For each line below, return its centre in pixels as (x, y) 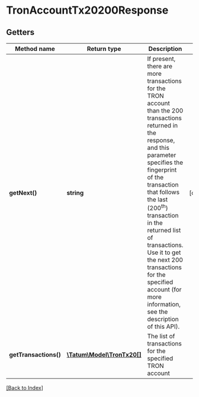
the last (157, 199)
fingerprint (162, 170)
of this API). (163, 326)
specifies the (165, 162)
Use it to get (164, 252)
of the (155, 177)
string (75, 193)
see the (158, 312)
